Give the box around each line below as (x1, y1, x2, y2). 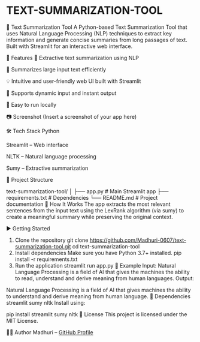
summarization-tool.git (14, 242, 71, 250)
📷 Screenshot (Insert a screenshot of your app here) (6, 113, 137, 120)
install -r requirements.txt (14, 256, 78, 263)
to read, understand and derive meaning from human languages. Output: (14, 274, 195, 282)
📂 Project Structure (6, 176, 53, 183)
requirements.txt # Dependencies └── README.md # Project (6, 194, 158, 201)
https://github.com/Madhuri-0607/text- (89, 236, 187, 244)
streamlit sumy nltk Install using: (6, 299, 86, 306)
